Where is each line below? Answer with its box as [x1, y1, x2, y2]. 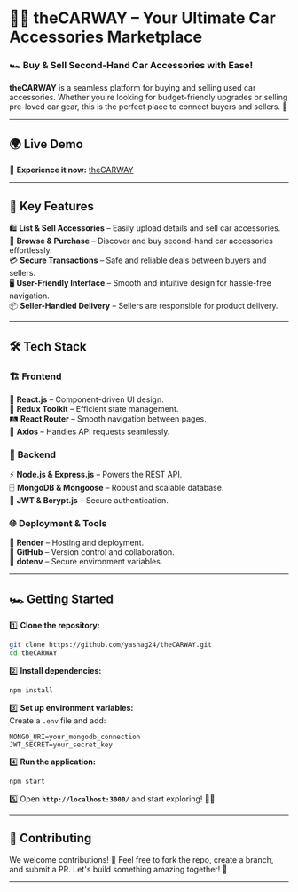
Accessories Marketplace [9, 27, 202, 47]
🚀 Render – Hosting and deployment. [9, 537, 145, 549]
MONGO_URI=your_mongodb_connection [9, 732, 141, 741]
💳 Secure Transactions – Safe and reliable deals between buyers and [9, 255, 267, 265]
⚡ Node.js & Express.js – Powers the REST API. [9, 470, 183, 480]
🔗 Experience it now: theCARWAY [9, 164, 135, 176]
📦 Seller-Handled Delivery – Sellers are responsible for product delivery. [9, 301, 278, 312]
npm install [9, 685, 53, 695]
